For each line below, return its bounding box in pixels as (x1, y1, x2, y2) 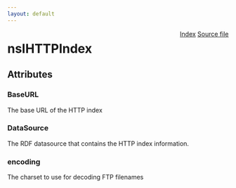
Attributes (7, 68, 53, 81)
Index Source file (180, 30, 229, 38)
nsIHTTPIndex (7, 40, 93, 56)
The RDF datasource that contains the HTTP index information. (7, 139, 190, 148)
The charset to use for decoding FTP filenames (7, 173, 144, 182)
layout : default (7, 10, 55, 18)
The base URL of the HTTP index (7, 106, 103, 114)
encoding (7, 156, 41, 166)
